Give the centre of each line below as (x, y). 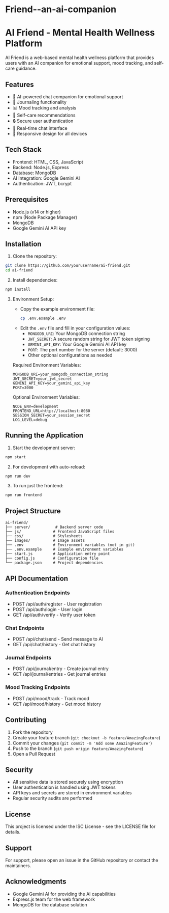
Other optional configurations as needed (70, 355)
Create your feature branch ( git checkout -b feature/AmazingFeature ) (87, 737)
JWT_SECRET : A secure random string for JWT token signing (89, 339)
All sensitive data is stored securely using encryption (68, 782)
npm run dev (18, 476)
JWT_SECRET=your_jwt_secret (42, 379)
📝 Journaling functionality (40, 102)
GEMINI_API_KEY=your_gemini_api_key (51, 383)
